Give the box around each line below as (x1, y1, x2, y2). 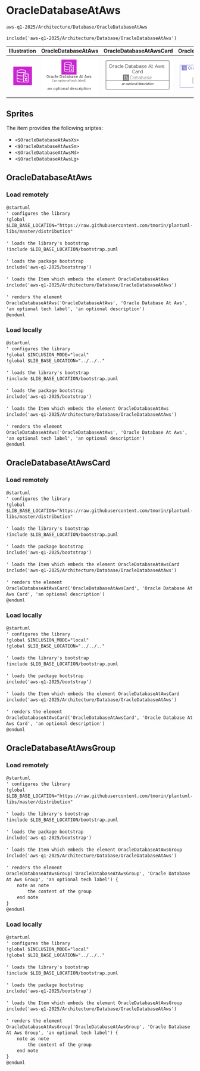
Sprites (6, 109, 34, 119)
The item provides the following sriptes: (6, 125, 104, 132)
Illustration (8, 47, 37, 54)
